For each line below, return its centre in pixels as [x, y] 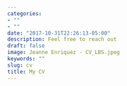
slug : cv [20, 65]
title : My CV [26, 71]
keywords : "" [26, 59]
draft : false [26, 46]
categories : [24, 14]
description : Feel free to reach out [62, 40]
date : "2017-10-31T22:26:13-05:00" [59, 33]
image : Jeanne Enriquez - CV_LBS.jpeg [63, 53]
